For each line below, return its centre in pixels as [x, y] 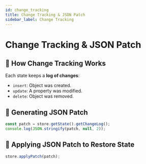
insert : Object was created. [42, 86]
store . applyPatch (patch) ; [33, 156]
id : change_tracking [27, 10]
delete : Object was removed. [43, 96]
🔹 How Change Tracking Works [55, 63]
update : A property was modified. [47, 91]
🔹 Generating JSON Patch [47, 112]
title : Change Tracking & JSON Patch [45, 15]
